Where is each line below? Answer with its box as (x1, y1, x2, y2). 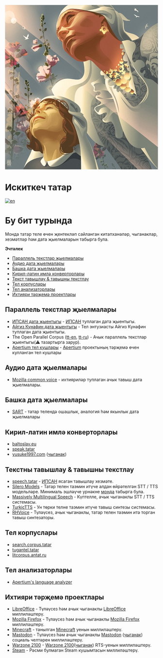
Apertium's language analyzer (12, 579, 72, 585)
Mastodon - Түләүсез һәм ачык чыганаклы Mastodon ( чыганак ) (12, 632, 143, 638)
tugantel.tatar (12, 546, 39, 552)
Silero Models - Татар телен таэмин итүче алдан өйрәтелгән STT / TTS (12, 483, 158, 489)
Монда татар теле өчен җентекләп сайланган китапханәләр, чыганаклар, (5, 231, 158, 237)
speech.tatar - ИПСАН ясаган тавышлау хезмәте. (12, 478, 114, 484)
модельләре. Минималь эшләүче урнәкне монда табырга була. (12, 489, 145, 494)
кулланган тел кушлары (12, 349, 62, 355)
